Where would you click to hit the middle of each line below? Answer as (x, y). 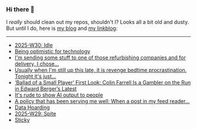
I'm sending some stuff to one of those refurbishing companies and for (100, 57)
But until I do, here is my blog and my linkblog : (62, 28)
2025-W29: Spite (35, 114)
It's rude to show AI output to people (59, 95)
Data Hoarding (32, 107)
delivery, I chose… (37, 64)
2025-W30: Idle (33, 45)
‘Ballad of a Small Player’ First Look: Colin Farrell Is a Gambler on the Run (103, 83)
